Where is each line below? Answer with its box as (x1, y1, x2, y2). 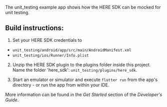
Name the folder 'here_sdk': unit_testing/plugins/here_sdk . (12, 67, 137, 73)
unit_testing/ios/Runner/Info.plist (12, 53, 89, 58)
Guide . (5, 97, 19, 103)
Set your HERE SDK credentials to (12, 37, 82, 43)
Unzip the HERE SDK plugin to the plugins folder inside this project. (12, 62, 151, 68)
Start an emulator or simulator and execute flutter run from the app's (12, 77, 158, 83)
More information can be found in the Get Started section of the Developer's (5, 92, 162, 98)
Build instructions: (5, 24, 64, 32)
